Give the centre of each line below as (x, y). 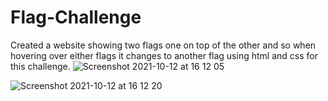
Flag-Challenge (76, 17)
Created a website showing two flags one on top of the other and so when (163, 45)
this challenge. (40, 66)
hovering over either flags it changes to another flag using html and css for (164, 55)
